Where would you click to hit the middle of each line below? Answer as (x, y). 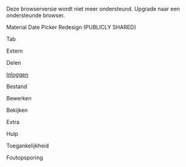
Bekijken (17, 110)
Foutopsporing (25, 158)
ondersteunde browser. (36, 15)
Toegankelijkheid (28, 146)
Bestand (17, 86)
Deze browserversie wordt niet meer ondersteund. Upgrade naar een (93, 9)
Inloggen (17, 75)
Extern (15, 51)
